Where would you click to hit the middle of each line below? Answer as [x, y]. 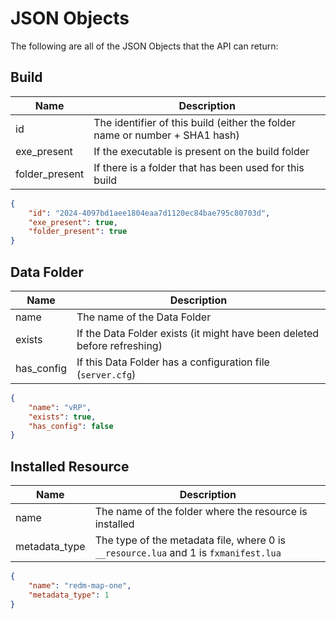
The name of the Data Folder [144, 317]
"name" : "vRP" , [60, 407]
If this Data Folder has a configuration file [173, 362]
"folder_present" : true [78, 232]
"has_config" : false [71, 426]
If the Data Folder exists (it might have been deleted [198, 333]
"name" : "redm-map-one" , [80, 586]
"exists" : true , [62, 417]
